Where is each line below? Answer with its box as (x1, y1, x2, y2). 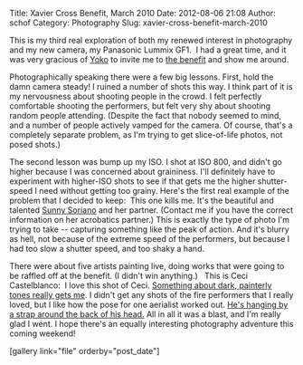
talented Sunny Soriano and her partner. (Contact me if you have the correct (9, 205, 294, 216)
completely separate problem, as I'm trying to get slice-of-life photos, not (9, 130, 283, 139)
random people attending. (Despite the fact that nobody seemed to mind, (9, 110, 282, 120)
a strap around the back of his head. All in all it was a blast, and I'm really (9, 309, 281, 320)
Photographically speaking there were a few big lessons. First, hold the (9, 72, 274, 82)
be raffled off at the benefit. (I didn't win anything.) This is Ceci (9, 271, 249, 281)
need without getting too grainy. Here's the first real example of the (39, 186, 289, 196)
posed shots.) (9, 139, 62, 149)
